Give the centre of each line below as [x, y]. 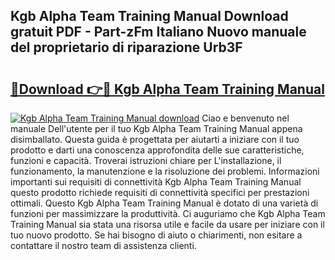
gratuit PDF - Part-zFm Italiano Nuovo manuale [158, 32]
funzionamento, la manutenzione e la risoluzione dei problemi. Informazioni [165, 171]
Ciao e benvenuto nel [245, 118]
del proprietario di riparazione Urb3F [126, 47]
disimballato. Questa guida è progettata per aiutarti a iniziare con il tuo [155, 139]
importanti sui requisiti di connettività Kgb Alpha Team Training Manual [156, 182]
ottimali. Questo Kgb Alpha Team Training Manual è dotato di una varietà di [164, 203]
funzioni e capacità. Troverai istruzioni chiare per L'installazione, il [146, 160]
